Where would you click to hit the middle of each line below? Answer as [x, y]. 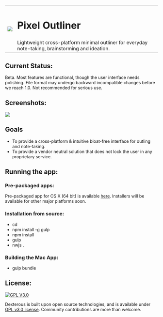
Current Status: [29, 66]
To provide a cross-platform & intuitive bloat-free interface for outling [81, 141]
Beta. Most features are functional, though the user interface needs [72, 77]
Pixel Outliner [49, 25]
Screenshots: [26, 103]
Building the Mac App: [32, 257]
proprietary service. [32, 156]
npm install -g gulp [31, 229]
